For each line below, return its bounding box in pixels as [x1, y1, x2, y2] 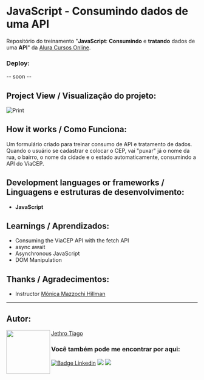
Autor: [6, 314, 32, 324]
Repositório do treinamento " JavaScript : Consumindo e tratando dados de [6, 37, 195, 44]
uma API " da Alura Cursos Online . [6, 44, 91, 51]
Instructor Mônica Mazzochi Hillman [15, 290, 106, 298]
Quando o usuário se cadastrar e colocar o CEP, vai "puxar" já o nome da [6, 147, 190, 154]
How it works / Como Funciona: [6, 124, 127, 135]
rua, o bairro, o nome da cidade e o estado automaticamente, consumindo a [6, 153, 196, 161]
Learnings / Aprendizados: [6, 221, 110, 231]
